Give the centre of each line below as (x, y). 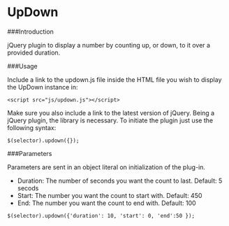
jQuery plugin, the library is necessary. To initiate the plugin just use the (110, 120)
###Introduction (31, 31)
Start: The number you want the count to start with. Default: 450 (110, 195)
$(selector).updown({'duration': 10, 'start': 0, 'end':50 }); (101, 216)
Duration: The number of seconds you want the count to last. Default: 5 (120, 181)
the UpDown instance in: (43, 87)
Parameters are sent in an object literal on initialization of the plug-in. (106, 167)
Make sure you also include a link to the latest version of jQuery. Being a (111, 113)
